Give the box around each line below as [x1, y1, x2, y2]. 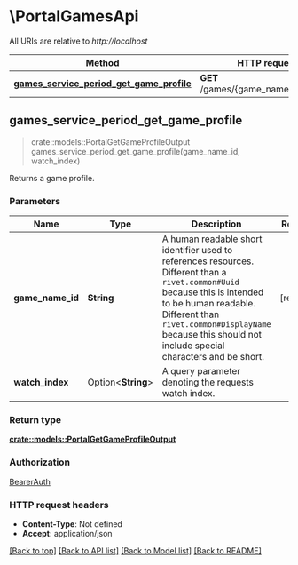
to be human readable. [161, 298, 255, 310]
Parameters [9, 195, 60, 207]
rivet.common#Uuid [161, 277, 239, 288]
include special [161, 339, 225, 352]
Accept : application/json [21, 528, 113, 538]
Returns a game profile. [9, 172, 95, 183]
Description [191, 218, 242, 230]
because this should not [161, 329, 263, 341]
